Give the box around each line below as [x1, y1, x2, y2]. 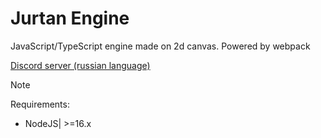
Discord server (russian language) [10, 59, 151, 71]
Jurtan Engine [10, 7, 130, 30]
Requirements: [10, 98, 70, 110]
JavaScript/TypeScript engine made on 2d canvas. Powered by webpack [10, 40, 311, 52]
